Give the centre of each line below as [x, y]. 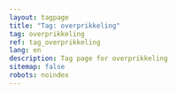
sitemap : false [37, 67]
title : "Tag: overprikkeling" [65, 26]
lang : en [25, 50]
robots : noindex [39, 75]
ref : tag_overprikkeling [55, 42]
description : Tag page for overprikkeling [88, 58]
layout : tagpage [39, 17]
